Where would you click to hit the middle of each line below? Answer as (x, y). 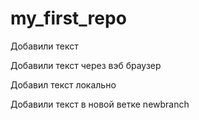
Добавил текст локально (63, 84)
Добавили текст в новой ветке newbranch (100, 104)
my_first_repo (68, 18)
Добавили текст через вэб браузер (86, 65)
